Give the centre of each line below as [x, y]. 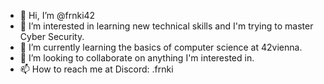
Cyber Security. [52, 36]
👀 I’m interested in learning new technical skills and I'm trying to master [166, 26]
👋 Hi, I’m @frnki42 [57, 15]
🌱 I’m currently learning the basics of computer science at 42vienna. [161, 47]
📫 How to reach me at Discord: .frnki [96, 69]
